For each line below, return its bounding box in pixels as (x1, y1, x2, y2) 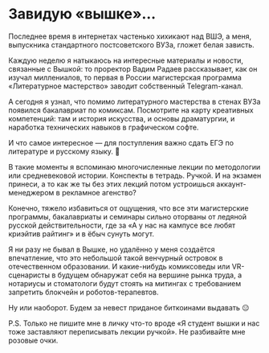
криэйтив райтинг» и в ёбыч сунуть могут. (8, 228, 155, 238)
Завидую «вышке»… (8, 5, 157, 23)
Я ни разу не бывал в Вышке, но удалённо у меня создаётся (8, 244, 215, 254)
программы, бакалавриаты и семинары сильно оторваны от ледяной (8, 211, 247, 221)
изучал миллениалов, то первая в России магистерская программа (8, 72, 243, 82)
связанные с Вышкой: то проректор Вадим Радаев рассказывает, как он (8, 64, 258, 73)
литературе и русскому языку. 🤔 (8, 146, 120, 156)
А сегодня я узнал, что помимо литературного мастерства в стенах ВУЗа (8, 96, 261, 106)
